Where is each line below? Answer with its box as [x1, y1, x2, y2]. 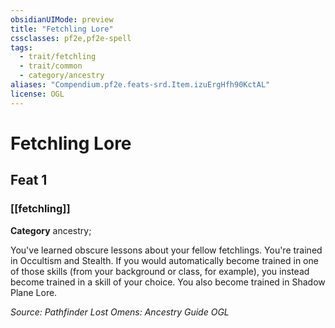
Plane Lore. [10, 286, 58, 298]
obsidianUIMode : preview [10, 14, 114, 25]
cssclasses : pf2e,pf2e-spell [10, 33, 132, 43]
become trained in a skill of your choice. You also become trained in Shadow [10, 276, 326, 288]
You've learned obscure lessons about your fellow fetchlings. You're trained [10, 244, 323, 256]
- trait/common [19, 61, 83, 71]
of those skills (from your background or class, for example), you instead [10, 265, 310, 277]
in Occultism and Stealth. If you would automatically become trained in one [10, 254, 319, 266]
